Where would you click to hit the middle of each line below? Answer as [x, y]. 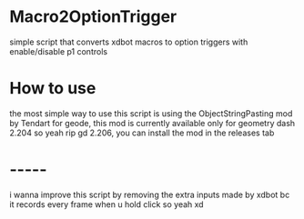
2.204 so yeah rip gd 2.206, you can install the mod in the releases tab [142, 133]
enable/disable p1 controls [58, 51]
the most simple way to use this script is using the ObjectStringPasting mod [151, 113]
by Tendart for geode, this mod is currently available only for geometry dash [152, 123]
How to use [53, 89]
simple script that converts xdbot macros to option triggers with [129, 42]
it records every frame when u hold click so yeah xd [106, 204]
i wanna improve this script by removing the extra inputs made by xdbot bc [150, 194]
